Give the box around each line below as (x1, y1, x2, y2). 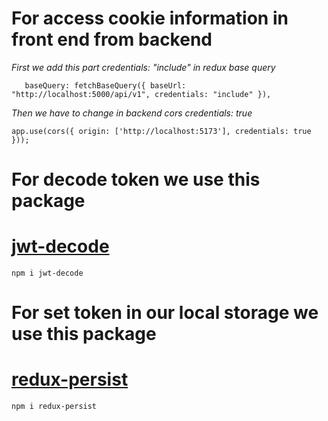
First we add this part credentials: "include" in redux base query (11, 61, 276, 73)
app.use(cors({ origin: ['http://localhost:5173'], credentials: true (11, 126, 312, 136)
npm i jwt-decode (11, 268, 84, 279)
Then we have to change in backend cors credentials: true (11, 107, 253, 119)
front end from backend (11, 28, 213, 51)
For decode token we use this (11, 168, 261, 191)
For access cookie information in (11, 7, 289, 30)
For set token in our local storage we (11, 302, 319, 324)
